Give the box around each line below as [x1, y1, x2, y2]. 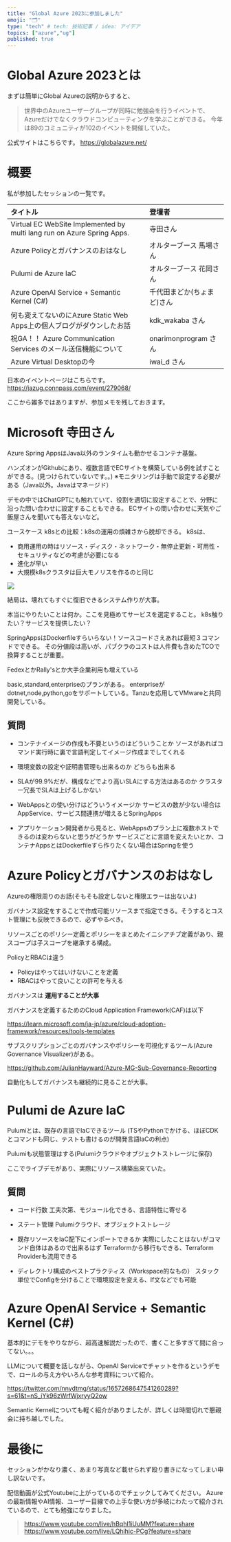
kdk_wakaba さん [149, 315, 206, 325]
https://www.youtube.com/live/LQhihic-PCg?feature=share [23, 1527, 191, 1536]
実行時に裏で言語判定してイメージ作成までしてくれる [35, 748, 186, 756]
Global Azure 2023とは [7, 68, 141, 84]
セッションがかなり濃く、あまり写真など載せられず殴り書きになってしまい [7, 1465, 218, 1474]
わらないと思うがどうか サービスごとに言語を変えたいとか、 [47, 832, 218, 841]
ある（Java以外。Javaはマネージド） [7, 480, 113, 489]
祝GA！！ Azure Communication [10, 334, 115, 343]
